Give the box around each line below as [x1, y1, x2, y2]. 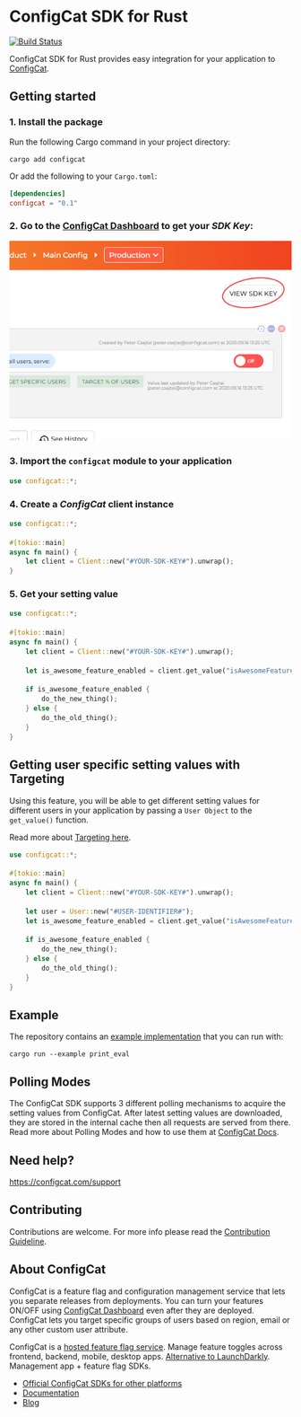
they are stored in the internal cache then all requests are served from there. [9, 1117, 291, 1128]
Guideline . [9, 1236, 47, 1246]
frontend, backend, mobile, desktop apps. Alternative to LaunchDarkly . [9, 1351, 271, 1361]
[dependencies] [9, 189, 66, 198]
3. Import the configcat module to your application [9, 455, 233, 468]
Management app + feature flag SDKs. [9, 1360, 151, 1371]
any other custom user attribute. [9, 1324, 128, 1334]
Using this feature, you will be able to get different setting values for [9, 795, 260, 805]
